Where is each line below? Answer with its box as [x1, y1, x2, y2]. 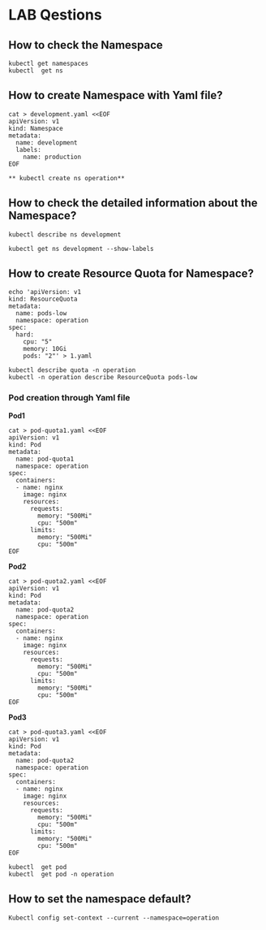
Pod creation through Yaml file [8, 392, 131, 404]
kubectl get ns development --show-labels [8, 244, 154, 253]
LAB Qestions [8, 6, 103, 24]
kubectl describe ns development [8, 230, 122, 239]
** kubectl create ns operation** [8, 174, 126, 182]
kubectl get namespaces [8, 59, 89, 67]
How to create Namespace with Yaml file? [8, 89, 223, 102]
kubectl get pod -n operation [8, 870, 114, 878]
